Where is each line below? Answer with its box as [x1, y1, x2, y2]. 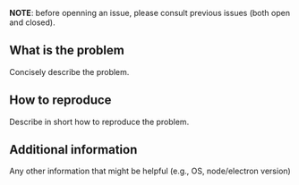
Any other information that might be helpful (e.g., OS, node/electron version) [9, 165, 291, 177]
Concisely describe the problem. [9, 66, 130, 77]
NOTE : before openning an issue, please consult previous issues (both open [9, 8, 291, 18]
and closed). [9, 17, 56, 28]
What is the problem [9, 43, 125, 58]
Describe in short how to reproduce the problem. [9, 116, 190, 127]
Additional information [9, 142, 138, 157]
